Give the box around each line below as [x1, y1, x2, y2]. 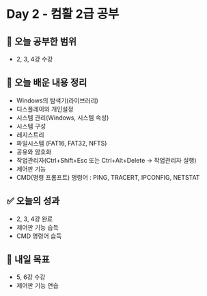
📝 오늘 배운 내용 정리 [6, 77, 87, 89]
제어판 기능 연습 [16, 282, 59, 290]
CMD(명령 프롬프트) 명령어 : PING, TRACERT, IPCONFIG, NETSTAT [16, 173, 200, 181]
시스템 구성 [16, 122, 46, 130]
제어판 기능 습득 [16, 223, 59, 231]
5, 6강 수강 [16, 273, 46, 281]
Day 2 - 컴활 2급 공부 [6, 6, 120, 22]
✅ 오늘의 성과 [6, 196, 60, 207]
